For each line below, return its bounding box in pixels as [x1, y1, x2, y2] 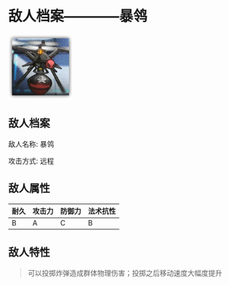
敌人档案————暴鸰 [8, 7, 148, 25]
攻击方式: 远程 [8, 156, 54, 165]
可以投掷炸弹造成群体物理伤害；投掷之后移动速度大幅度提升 [27, 268, 223, 278]
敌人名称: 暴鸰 [8, 139, 54, 148]
